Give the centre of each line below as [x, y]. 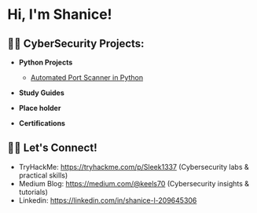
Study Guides [41, 93]
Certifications [42, 123]
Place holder [40, 108]
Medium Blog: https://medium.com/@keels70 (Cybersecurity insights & [134, 183]
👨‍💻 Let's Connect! [52, 148]
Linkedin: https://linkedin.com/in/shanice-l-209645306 [108, 200]
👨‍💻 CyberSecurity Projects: [76, 44]
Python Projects [46, 62]
